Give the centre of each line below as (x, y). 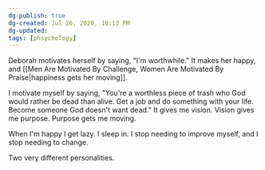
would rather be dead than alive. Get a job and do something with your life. (131, 101)
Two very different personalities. (61, 158)
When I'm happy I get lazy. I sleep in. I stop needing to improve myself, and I (133, 134)
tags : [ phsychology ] (43, 38)
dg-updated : (28, 30)
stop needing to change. (49, 142)
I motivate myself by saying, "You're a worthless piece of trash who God (127, 93)
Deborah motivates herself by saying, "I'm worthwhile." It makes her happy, (132, 61)
